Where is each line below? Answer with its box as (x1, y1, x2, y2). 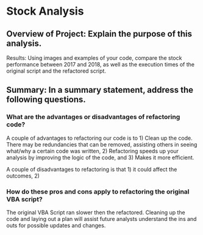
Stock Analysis (6, 4, 84, 18)
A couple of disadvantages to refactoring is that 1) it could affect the (6, 165, 177, 173)
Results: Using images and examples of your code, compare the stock (6, 54, 182, 62)
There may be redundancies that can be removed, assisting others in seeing (6, 140, 198, 148)
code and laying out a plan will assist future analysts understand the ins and (6, 215, 197, 222)
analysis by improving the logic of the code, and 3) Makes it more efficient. (6, 154, 194, 161)
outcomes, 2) (6, 172, 40, 179)
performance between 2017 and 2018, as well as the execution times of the (6, 61, 195, 68)
